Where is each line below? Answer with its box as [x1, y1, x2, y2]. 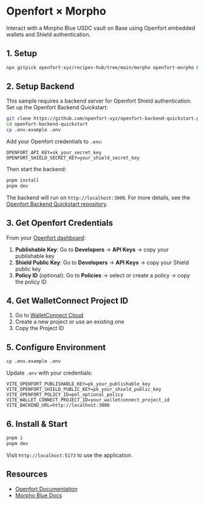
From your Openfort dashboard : [6, 234, 86, 241]
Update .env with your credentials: [6, 369, 93, 377]
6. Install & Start [6, 419, 68, 429]
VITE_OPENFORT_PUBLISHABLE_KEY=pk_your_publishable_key [6, 381, 151, 387]
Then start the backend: [6, 166, 67, 173]
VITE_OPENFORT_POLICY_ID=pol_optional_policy [6, 391, 123, 398]
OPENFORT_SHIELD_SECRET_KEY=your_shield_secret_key [6, 155, 140, 161]
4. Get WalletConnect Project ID [6, 296, 129, 306]
